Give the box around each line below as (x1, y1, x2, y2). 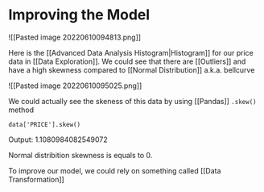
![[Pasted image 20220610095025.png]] (8, 81, 142, 90)
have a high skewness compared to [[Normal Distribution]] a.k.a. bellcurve (8, 65, 255, 74)
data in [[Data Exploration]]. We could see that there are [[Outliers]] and (8, 56, 246, 66)
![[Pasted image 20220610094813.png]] (8, 32, 142, 42)
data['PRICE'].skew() (8, 120, 81, 128)
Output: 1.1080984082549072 (8, 135, 108, 144)
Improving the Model (8, 6, 151, 24)
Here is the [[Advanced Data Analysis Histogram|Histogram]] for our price (8, 48, 254, 57)
